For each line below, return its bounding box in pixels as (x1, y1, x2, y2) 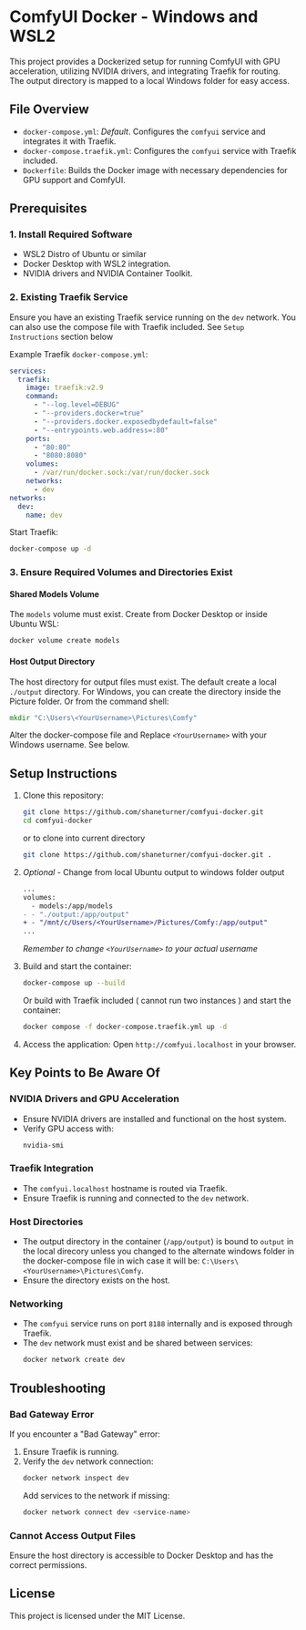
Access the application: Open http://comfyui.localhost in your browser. (22, 1038, 297, 1049)
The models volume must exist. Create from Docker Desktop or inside (9, 609, 269, 620)
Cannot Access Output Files (9, 1529, 137, 1542)
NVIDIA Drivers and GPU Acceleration (9, 1092, 179, 1105)
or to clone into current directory (22, 832, 146, 843)
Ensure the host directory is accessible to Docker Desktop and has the (9, 1550, 274, 1561)
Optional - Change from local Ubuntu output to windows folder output (22, 866, 285, 877)
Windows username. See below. (9, 739, 130, 750)
